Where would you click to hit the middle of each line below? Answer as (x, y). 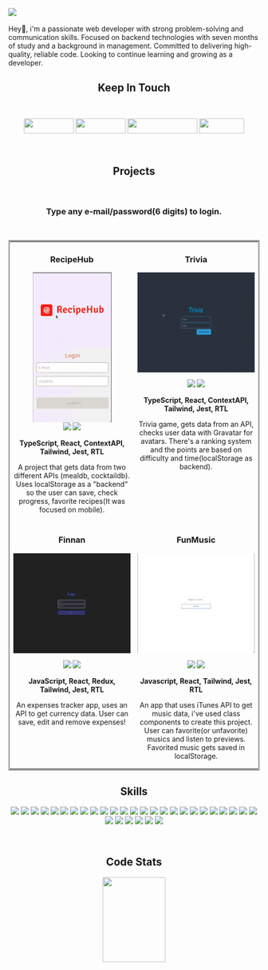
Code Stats (134, 862)
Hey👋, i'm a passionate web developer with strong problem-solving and (126, 29)
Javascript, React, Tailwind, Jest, (196, 681)
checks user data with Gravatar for (196, 433)
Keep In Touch (134, 88)
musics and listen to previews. (196, 739)
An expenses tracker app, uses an (72, 705)
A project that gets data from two (72, 467)
